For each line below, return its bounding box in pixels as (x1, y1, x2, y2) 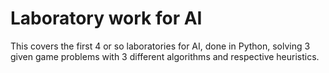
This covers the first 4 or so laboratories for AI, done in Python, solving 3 (10, 40, 311, 52)
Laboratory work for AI (10, 7, 203, 30)
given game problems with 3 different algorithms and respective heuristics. (10, 50, 320, 62)
